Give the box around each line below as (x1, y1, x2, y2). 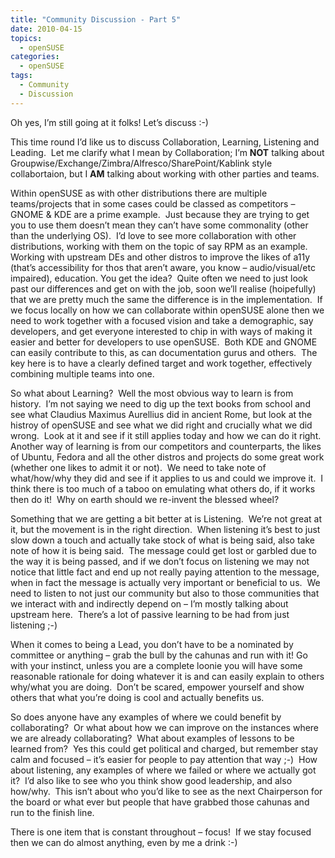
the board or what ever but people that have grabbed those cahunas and (10, 796, 310, 808)
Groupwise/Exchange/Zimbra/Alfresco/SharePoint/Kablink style (10, 157, 273, 169)
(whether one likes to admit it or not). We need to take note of (10, 461, 267, 473)
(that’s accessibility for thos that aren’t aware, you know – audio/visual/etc (10, 261, 316, 273)
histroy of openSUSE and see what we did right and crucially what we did (10, 419, 313, 431)
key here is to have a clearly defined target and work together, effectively (10, 357, 313, 369)
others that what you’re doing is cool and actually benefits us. (10, 691, 265, 703)
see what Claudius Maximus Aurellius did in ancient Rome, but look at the (10, 408, 313, 420)
